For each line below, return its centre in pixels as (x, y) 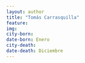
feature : (17, 23)
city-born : (20, 34)
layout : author (25, 12)
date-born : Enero (28, 40)
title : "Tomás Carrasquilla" (43, 17)
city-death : (21, 46)
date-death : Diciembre (35, 51)
